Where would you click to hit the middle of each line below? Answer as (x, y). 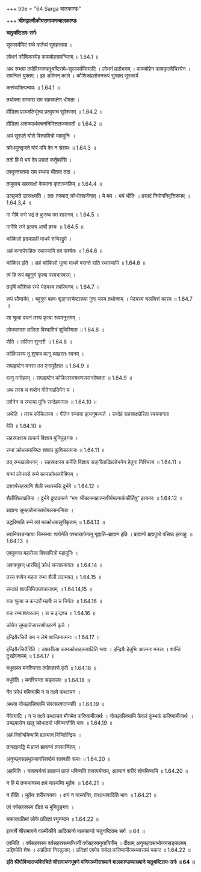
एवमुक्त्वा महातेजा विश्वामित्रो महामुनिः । (42, 553)
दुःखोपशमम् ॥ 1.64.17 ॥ (30, 656)
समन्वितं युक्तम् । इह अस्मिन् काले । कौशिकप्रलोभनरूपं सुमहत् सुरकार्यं (72, 75)
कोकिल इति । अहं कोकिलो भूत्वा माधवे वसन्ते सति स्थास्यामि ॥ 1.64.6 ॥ (76, 263)
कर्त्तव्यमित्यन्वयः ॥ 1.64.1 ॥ (33, 88)
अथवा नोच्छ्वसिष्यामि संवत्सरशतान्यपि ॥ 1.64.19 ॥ (55, 704)
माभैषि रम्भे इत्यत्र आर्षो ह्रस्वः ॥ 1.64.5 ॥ (45, 227)
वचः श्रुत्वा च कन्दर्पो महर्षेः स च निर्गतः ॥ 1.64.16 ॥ (54, 601)
